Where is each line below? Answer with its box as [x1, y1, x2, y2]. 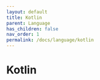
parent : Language [6, 20, 51, 26]
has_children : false [6, 25, 59, 32]
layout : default [6, 8, 48, 15]
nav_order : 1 [6, 32, 40, 38]
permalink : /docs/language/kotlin [6, 37, 95, 43]
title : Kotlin [6, 15, 43, 21]
